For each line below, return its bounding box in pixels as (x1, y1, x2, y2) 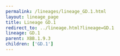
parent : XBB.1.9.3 (5, 36, 51, 41)
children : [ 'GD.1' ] (5, 41, 54, 47)
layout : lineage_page (5, 14, 59, 20)
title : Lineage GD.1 (5, 19, 57, 25)
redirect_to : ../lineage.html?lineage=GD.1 (5, 24, 115, 31)
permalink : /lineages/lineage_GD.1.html (5, 8, 107, 15)
